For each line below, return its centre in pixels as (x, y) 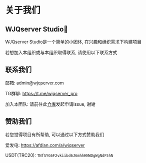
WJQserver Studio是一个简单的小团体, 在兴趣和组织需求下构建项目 (73, 42)
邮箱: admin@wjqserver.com (34, 83)
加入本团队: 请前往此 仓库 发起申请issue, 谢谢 (50, 104)
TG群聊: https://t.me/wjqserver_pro (41, 93)
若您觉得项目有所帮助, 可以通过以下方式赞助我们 (54, 134)
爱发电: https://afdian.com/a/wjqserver (45, 145)
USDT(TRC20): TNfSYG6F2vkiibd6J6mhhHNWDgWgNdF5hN (59, 155)
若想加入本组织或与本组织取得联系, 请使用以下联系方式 (61, 52)
